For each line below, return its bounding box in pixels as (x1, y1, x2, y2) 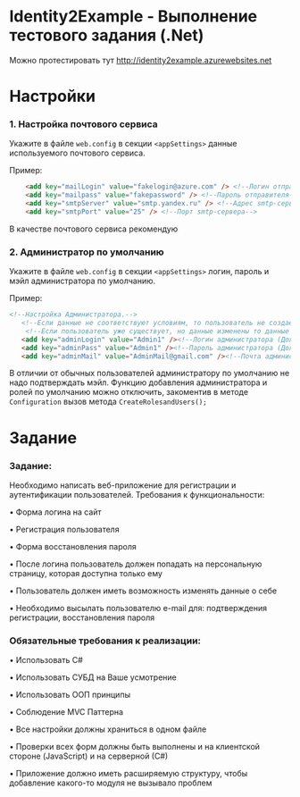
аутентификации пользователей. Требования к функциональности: (9, 489, 265, 499)
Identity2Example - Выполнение (9, 6, 258, 27)
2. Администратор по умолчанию (9, 246, 165, 258)
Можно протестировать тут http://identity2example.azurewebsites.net (9, 55, 272, 65)
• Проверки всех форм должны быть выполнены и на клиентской (9, 742, 261, 752)
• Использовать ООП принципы (9, 690, 131, 701)
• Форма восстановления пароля (9, 541, 137, 551)
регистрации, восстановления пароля (9, 612, 155, 623)
